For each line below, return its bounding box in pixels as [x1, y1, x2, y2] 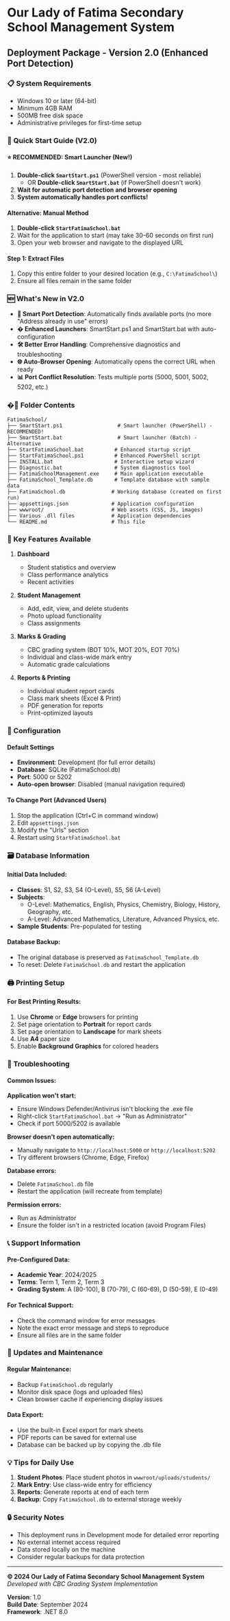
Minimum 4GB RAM [16, 104, 73, 112]
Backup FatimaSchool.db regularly [16, 1380, 113, 1389]
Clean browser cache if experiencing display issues [16, 1395, 163, 1403]
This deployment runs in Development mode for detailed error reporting [16, 1531, 219, 1539]
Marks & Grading [16, 632, 66, 640]
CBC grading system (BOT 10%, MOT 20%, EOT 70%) [27, 646, 180, 654]
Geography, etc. [27, 907, 73, 915]
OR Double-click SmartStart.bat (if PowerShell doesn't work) [27, 179, 201, 186]
